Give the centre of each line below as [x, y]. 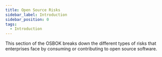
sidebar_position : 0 [27, 19]
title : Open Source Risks [33, 10]
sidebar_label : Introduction [36, 15]
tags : [11, 24]
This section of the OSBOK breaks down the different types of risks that [81, 43]
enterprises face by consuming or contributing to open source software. [81, 49]
